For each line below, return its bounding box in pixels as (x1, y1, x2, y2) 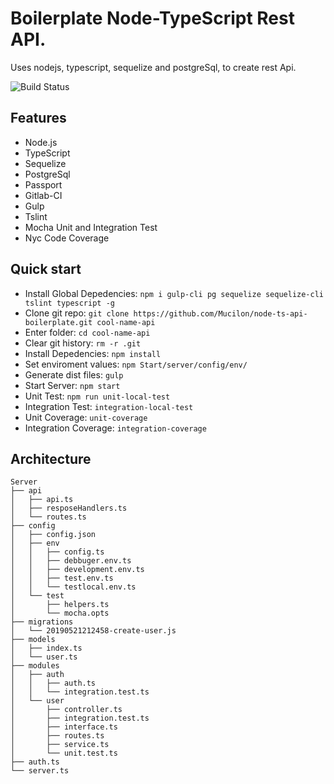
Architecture (10, 450, 92, 467)
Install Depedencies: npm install (24, 347, 162, 359)
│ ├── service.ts (10, 740, 110, 750)
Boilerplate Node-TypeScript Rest (10, 7, 295, 30)
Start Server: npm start (24, 379, 121, 391)
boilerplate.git (24, 317, 93, 327)
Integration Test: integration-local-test (24, 400, 194, 412)
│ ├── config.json (10, 530, 97, 540)
